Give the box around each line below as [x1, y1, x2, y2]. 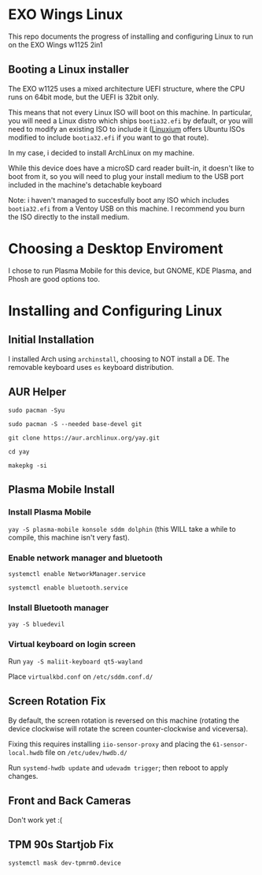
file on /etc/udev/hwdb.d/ [45, 747, 127, 757]
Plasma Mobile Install [8, 483, 116, 496]
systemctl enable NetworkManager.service [8, 570, 146, 578]
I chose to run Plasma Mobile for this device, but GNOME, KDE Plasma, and [8, 266, 252, 275]
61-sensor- [212, 740, 249, 749]
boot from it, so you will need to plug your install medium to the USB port [8, 171, 244, 181]
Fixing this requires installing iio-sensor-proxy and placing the [8, 739, 211, 749]
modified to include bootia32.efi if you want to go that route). [8, 133, 209, 142]
